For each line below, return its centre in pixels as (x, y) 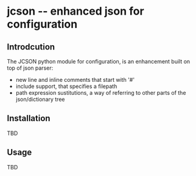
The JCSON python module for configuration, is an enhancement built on (99, 61)
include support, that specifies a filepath (66, 86)
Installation (29, 118)
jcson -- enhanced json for (76, 11)
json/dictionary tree (40, 99)
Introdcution (31, 47)
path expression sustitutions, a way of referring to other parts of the (101, 93)
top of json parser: (30, 68)
